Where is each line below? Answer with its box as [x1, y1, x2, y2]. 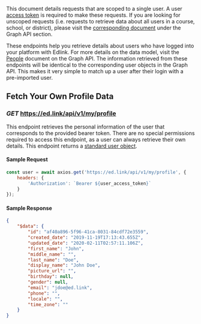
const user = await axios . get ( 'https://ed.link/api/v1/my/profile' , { [6, 169, 187, 175]
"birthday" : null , [28, 274, 74, 280]
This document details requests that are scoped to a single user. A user [6, 5, 183, 12]
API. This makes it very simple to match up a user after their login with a [6, 68, 184, 74]
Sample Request [6, 156, 48, 163]
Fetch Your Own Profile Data [6, 91, 114, 101]
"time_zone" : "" [28, 301, 68, 308]
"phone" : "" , [28, 290, 61, 296]
